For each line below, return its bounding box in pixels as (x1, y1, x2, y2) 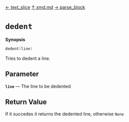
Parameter (5, 70, 39, 78)
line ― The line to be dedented (5, 83, 71, 89)
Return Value (5, 98, 47, 106)
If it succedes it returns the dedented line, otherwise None (5, 111, 124, 117)
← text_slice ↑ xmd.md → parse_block (5, 5, 86, 10)
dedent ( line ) (5, 46, 33, 51)
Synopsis (5, 36, 26, 42)
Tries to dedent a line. (5, 55, 50, 61)
